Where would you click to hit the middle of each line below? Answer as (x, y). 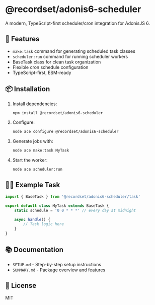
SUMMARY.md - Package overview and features (59, 270)
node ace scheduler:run (37, 170)
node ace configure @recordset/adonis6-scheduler (66, 132)
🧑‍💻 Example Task (33, 185)
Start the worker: (30, 160)
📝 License (21, 286)
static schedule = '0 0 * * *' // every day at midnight (75, 210)
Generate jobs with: (33, 141)
